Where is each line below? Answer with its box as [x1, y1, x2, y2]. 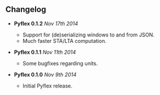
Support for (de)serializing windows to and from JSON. [22, 31, 155, 38]
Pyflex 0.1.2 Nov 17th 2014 [13, 20, 79, 27]
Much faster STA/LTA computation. [22, 37, 107, 44]
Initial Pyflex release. [22, 82, 73, 89]
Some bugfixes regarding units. [22, 60, 98, 67]
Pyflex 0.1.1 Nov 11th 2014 [13, 49, 76, 56]
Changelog [5, 5, 47, 14]
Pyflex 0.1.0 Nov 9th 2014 [13, 71, 77, 78]
